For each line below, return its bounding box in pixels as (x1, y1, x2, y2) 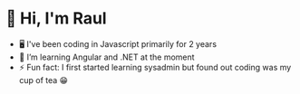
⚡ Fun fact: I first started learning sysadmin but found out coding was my (18, 61, 292, 72)
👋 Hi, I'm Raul (5, 8, 107, 29)
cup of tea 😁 (18, 74, 69, 85)
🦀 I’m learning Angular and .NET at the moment (18, 52, 195, 62)
